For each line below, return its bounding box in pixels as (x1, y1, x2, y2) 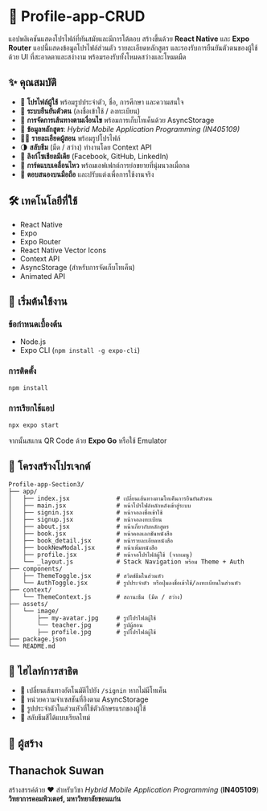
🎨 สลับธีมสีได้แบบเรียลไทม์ (19, 713, 91, 723)
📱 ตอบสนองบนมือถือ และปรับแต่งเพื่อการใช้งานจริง (19, 169, 154, 179)
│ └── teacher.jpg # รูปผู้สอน (8, 621, 143, 629)
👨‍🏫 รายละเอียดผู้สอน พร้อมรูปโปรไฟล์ (19, 133, 121, 143)
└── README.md (8, 642, 56, 650)
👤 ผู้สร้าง (8, 736, 43, 750)
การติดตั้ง (8, 366, 37, 377)
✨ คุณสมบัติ (8, 76, 57, 89)
